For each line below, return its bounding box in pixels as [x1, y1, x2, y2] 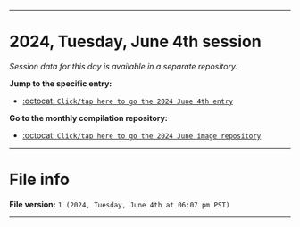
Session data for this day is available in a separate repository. [9, 61, 238, 71]
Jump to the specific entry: [9, 77, 112, 89]
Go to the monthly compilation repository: [9, 112, 168, 123]
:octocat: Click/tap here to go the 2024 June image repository [21, 130, 262, 141]
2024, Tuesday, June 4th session [9, 32, 262, 52]
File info [9, 170, 70, 190]
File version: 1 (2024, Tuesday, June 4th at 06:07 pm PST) [9, 199, 230, 209]
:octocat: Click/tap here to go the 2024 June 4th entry [21, 95, 234, 106]
